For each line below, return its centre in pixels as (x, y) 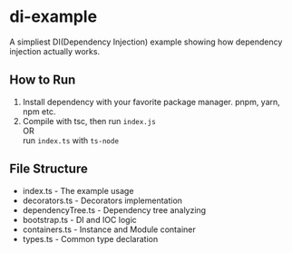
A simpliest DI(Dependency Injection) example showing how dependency (146, 42)
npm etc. (39, 112)
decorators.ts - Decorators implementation (102, 200)
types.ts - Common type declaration (90, 238)
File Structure (49, 169)
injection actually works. (55, 51)
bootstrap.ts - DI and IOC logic (80, 219)
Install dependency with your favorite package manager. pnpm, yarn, (151, 102)
